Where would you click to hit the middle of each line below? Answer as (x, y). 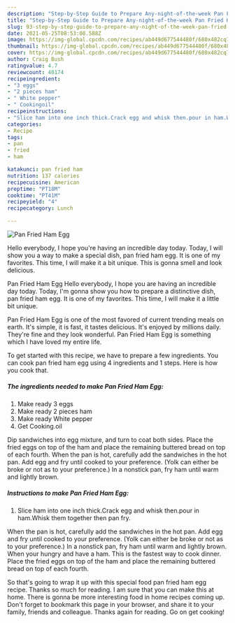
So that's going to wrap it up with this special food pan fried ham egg (107, 582)
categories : (24, 124)
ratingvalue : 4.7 (33, 66)
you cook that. (28, 370)
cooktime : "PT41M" (34, 195)
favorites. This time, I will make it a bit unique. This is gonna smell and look (115, 263)
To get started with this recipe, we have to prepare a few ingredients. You (113, 355)
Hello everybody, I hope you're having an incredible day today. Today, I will (115, 248)
